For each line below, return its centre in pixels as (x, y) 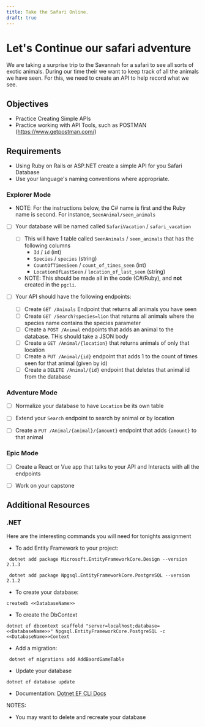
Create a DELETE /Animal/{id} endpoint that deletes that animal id (107, 369)
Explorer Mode (29, 194)
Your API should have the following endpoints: (73, 297)
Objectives (28, 104)
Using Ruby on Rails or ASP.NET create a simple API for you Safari (99, 166)
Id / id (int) (47, 252)
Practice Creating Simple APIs (53, 119)
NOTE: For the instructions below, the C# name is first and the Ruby (100, 208)
